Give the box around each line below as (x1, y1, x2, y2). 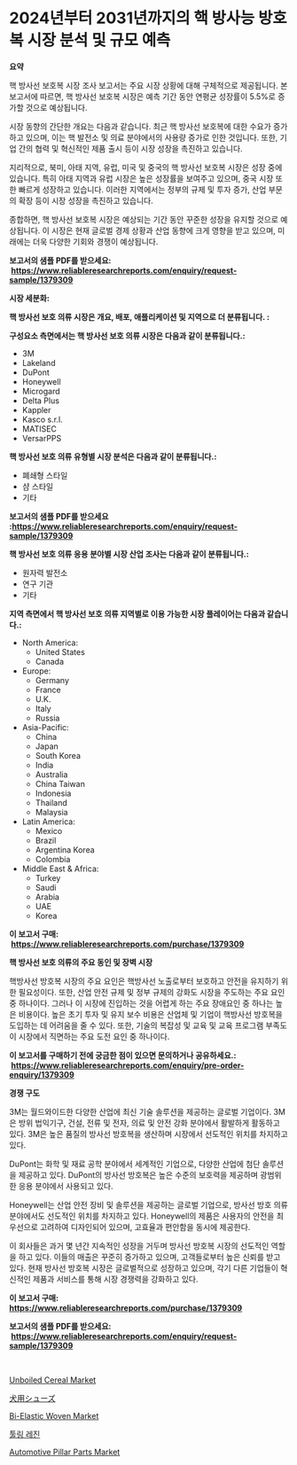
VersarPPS (21, 432, 62, 443)
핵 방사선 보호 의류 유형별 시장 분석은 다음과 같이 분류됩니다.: (9, 451, 217, 462)
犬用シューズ (9, 1392, 56, 1403)
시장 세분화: (9, 292, 51, 303)
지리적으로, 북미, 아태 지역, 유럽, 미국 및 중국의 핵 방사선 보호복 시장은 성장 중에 (9, 161, 283, 173)
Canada (35, 656, 65, 666)
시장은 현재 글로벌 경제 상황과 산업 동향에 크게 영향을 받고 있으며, (51, 225, 277, 236)
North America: (21, 637, 78, 648)
